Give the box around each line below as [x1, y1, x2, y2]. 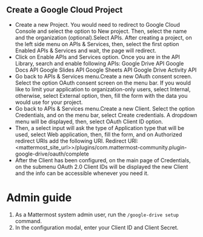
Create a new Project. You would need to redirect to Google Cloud [15, 21, 181, 28]
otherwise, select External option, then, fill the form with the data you [15, 92, 188, 99]
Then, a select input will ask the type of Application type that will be [15, 124, 185, 131]
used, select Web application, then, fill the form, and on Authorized [15, 131, 182, 138]
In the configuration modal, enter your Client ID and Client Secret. [15, 224, 179, 231]
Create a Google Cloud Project [6, 5, 123, 15]
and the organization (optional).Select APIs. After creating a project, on [15, 33, 192, 41]
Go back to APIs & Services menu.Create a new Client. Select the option [15, 105, 195, 112]
